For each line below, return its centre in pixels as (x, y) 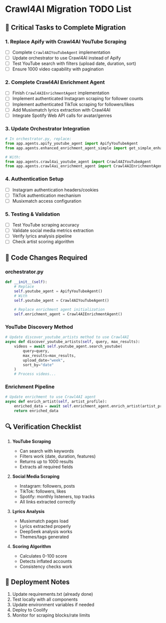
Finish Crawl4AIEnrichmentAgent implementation (61, 93)
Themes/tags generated (44, 537)
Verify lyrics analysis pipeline (42, 236)
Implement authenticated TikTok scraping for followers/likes (73, 104)
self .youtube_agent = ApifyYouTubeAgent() (58, 291)
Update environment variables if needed (53, 604)
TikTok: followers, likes (43, 491)
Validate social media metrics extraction (53, 230)
